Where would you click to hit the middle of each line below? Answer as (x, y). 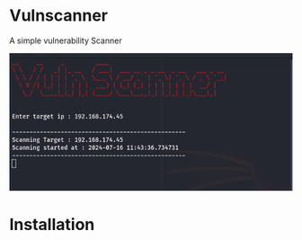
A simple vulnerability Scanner (66, 40)
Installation (52, 224)
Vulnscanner (58, 16)
